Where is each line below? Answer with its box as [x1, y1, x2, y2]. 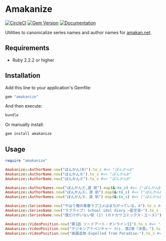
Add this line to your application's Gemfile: [5, 84, 91, 90]
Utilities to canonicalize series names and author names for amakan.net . [5, 29, 152, 35]
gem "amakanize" [5, 94, 39, 99]
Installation [5, 71, 41, 80]
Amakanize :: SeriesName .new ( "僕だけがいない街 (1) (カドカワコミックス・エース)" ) [5, 212, 162, 218]
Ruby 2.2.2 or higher [12, 57, 54, 63]
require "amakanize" [5, 158, 48, 163]
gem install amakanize [5, 131, 52, 136]
